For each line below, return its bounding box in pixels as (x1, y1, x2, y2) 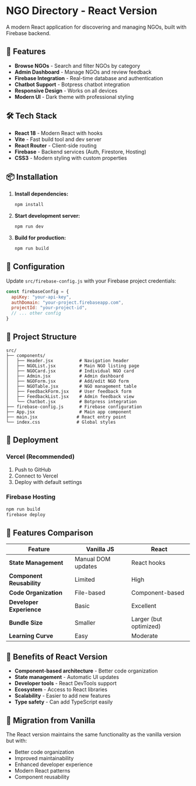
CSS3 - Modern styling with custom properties (14, 154, 127, 162)
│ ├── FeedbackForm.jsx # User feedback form (6, 388, 132, 394)
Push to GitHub (14, 466, 51, 473)
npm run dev (14, 224, 44, 229)
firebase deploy (6, 512, 45, 517)
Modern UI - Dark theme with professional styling (14, 93, 134, 100)
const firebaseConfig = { (6, 289, 69, 294)
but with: (6, 737, 27, 744)
